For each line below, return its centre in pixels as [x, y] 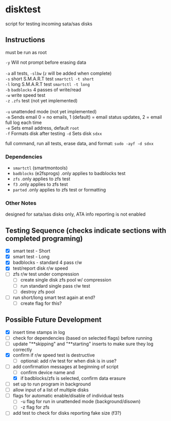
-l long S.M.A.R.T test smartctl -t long [47, 84]
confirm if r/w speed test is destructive [54, 355]
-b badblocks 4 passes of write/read [43, 90]
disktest [23, 10]
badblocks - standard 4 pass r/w [47, 262]
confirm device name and [47, 372]
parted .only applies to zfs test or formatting [59, 190]
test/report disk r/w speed [40, 268]
